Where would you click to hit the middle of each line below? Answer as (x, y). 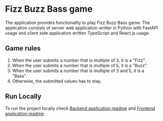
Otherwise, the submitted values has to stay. (57, 81)
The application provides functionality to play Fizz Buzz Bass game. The (78, 23)
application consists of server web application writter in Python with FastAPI (82, 27)
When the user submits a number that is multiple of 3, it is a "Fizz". (79, 60)
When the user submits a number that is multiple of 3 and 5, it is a (78, 71)
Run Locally (23, 97)
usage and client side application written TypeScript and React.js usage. (78, 33)
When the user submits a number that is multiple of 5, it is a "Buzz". (80, 65)
